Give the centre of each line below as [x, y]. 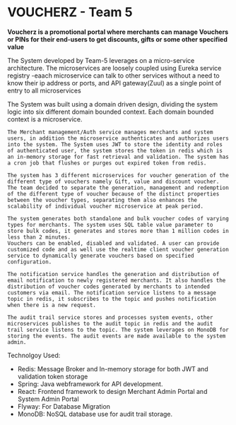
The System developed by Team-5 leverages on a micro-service [101, 60]
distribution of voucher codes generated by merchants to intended [109, 287]
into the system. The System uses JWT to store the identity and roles [115, 144]
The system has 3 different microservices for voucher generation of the [118, 175]
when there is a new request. [52, 305]
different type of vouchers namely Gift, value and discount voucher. [113, 181]
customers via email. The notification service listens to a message [112, 293]
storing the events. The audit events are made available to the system [117, 336]
